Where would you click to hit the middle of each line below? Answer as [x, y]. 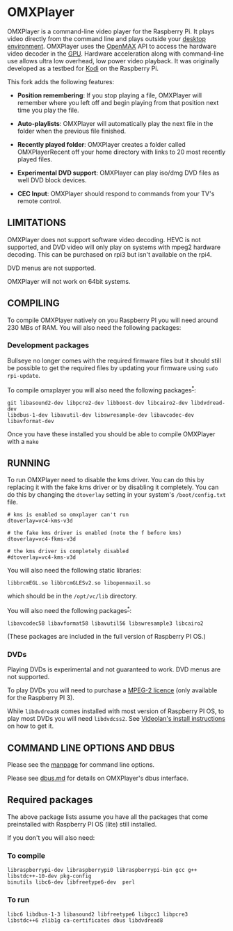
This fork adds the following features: [61, 81]
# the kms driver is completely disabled [68, 551]
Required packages [50, 800]
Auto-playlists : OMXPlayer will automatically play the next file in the [115, 123]
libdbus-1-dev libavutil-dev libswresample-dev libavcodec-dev [101, 415]
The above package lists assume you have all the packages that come [108, 817]
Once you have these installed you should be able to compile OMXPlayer [111, 434]
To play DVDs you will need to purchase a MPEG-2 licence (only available [112, 690]
